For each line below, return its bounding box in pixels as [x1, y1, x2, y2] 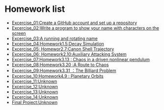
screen [11, 30, 26, 36]
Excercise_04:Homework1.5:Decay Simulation [11, 40, 104, 46]
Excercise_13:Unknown [11, 89, 58, 95]
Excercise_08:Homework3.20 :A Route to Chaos [11, 62, 109, 68]
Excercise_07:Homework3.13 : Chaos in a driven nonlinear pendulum [11, 56, 150, 62]
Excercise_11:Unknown [11, 78, 57, 84]
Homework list [4, 3, 65, 15]
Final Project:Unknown [11, 99, 57, 105]
